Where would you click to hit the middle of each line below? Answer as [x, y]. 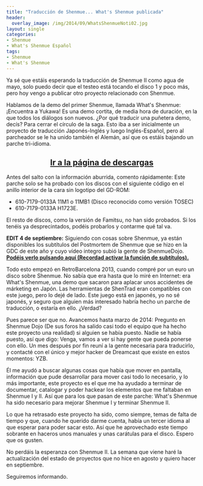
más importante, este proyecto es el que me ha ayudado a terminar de [94, 383]
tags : [13, 52]
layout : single [25, 29]
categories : [21, 35]
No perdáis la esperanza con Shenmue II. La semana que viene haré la [94, 452]
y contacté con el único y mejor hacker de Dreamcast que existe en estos [98, 352]
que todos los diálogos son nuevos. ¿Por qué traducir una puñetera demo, [99, 118]
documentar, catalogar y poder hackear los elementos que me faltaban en [99, 390]
